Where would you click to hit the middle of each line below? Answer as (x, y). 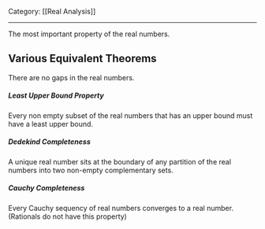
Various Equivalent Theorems (82, 59)
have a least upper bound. (50, 124)
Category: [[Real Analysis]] (52, 11)
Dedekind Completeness (49, 142)
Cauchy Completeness (47, 188)
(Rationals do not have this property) (68, 216)
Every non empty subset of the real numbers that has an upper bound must (131, 115)
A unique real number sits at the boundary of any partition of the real (119, 161)
